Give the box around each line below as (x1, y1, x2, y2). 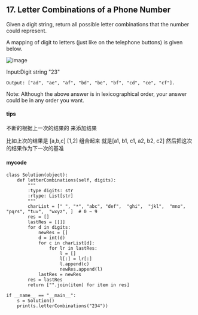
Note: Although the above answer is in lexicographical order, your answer (6, 90, 187, 98)
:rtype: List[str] (28, 193, 74, 199)
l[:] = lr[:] (59, 256, 93, 262)
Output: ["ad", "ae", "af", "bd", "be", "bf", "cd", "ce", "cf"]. (6, 80, 175, 86)
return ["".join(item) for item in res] (28, 282, 130, 288)
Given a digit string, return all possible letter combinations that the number (6, 20, 190, 28)
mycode (6, 159, 27, 166)
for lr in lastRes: (48, 246, 98, 252)
